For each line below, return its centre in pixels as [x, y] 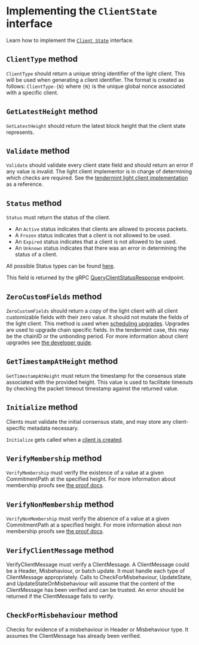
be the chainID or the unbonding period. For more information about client [97, 336]
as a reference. [25, 184]
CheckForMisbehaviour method [62, 615]
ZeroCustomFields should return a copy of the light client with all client [92, 311]
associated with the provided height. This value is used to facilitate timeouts [99, 382]
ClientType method [42, 59]
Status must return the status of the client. [58, 218]
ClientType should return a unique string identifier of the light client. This [96, 74]
